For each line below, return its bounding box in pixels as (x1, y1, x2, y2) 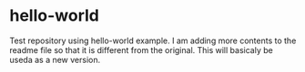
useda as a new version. (9, 54, 101, 65)
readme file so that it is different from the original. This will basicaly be (9, 44, 273, 55)
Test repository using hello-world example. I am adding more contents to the (9, 35, 297, 46)
